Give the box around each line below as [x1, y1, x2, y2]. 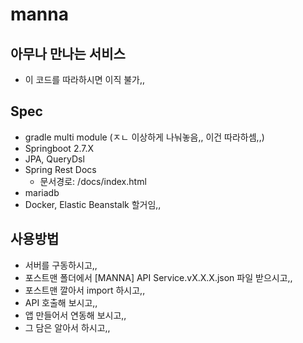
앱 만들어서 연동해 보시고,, [24, 309, 127, 321]
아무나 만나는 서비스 [10, 45, 126, 62]
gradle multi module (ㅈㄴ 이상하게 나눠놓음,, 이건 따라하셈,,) [24, 131, 265, 143]
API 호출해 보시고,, [24, 296, 98, 308]
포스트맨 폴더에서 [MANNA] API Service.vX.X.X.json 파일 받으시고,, [24, 271, 293, 283]
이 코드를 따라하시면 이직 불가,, [24, 74, 146, 85]
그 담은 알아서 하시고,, [24, 321, 111, 333]
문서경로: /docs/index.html [39, 175, 147, 187]
